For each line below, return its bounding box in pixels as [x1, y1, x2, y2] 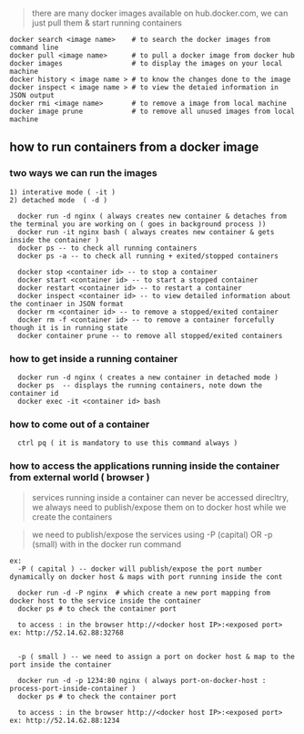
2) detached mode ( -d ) [9, 195, 107, 204]
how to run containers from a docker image [9, 140, 259, 155]
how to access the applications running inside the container [9, 460, 280, 472]
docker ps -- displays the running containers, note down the [17, 380, 262, 390]
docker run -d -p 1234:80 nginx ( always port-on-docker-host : [17, 676, 267, 685]
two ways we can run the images [9, 167, 157, 180]
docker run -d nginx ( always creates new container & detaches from [17, 212, 287, 221]
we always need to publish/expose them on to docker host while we [31, 501, 287, 512]
